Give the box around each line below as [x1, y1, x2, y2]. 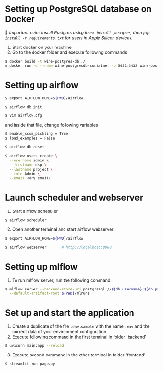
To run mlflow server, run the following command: [12, 277, 112, 283]
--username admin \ [9, 158, 49, 163]
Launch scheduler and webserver [5, 193, 144, 203]
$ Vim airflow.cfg [5, 113, 42, 118]
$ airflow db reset [5, 145, 45, 149]
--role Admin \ [9, 171, 40, 177]
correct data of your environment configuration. [12, 329, 108, 335]
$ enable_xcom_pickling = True [5, 131, 68, 136]
